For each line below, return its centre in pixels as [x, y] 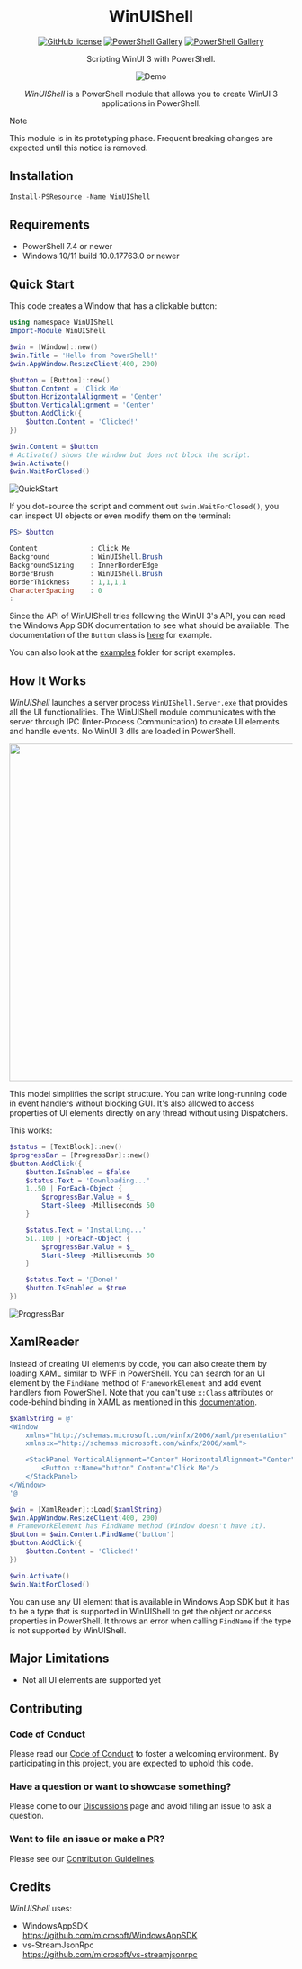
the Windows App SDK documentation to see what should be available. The [149, 625]
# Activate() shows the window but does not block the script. [130, 455]
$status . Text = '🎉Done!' [72, 1280]
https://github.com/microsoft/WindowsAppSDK [110, 1936]
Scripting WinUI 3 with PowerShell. [151, 58]
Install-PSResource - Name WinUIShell [80, 197]
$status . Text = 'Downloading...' [88, 1181]
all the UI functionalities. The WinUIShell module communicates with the [142, 712]
